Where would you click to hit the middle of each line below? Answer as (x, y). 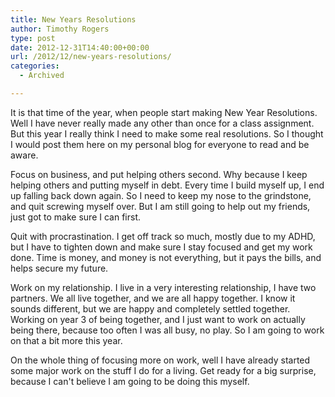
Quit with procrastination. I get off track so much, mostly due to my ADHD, (163, 236)
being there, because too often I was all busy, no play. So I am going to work (167, 330)
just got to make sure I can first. (75, 217)
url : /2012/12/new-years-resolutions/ (91, 57)
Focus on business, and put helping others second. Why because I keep (159, 174)
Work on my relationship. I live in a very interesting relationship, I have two (163, 287)
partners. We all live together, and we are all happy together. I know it (153, 298)
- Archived (42, 76)
